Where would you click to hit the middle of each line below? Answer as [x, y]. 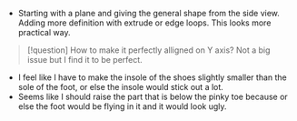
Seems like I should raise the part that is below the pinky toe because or [153, 96]
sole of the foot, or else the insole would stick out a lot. [121, 87]
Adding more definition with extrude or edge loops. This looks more [144, 23]
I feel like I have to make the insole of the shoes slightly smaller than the [153, 77]
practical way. [44, 32]
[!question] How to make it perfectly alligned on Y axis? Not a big [148, 50]
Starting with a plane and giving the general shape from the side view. [148, 13]
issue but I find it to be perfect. [84, 60]
